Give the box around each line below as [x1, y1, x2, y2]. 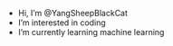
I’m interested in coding [17, 17, 106, 28]
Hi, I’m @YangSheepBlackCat [17, 8, 129, 18]
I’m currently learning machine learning [17, 27, 165, 37]
